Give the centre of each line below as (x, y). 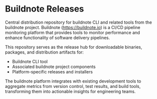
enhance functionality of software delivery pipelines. (57, 38)
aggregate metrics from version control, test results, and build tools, (73, 86)
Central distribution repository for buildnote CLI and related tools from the (78, 22)
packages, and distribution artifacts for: (44, 52)
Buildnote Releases (45, 9)
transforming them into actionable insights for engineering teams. (70, 91)
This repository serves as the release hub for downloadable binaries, (74, 47)
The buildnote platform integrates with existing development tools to (73, 81)
